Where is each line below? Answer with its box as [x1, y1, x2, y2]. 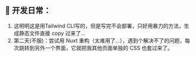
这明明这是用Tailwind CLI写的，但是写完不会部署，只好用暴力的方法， [13, 22, 184, 29]
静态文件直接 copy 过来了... [18, 29, 86, 36]
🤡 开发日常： [5, 5, 51, 16]
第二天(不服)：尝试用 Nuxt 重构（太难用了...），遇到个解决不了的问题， [13, 37, 185, 44]
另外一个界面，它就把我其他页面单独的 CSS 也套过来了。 [34, 44, 173, 51]
